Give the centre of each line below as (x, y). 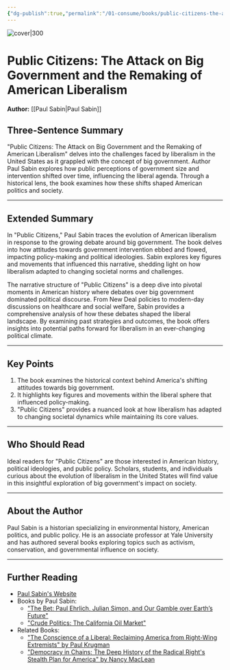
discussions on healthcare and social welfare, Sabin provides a (96, 307)
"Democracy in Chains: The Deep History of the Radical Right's (116, 652)
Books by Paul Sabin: (47, 601)
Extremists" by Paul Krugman (68, 645)
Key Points (30, 364)
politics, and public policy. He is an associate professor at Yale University (110, 535)
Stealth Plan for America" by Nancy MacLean (91, 660)
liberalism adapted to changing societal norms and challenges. (95, 272)
